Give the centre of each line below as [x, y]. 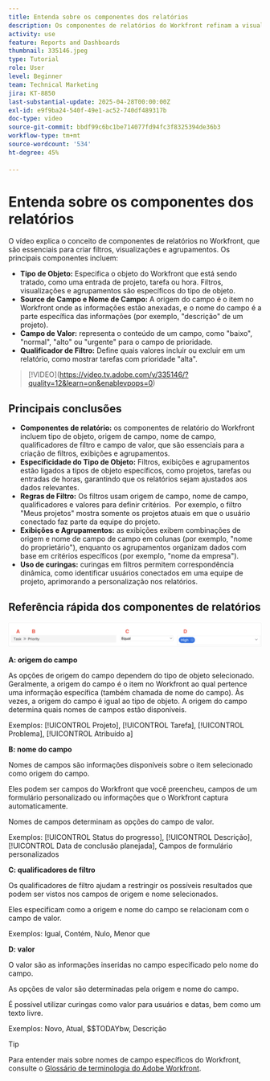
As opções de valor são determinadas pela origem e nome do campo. [124, 989]
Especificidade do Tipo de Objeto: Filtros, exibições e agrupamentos [135, 462]
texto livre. [26, 1013]
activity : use [32, 34]
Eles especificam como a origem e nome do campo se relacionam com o [129, 909]
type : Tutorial [34, 59]
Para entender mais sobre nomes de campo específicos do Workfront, [125, 1059]
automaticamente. [38, 806]
